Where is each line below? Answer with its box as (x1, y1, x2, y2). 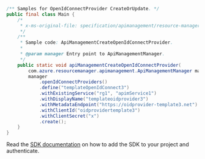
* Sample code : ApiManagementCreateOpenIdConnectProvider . (20, 39, 173, 46)
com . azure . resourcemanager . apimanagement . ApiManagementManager (28, 67, 192, 74)
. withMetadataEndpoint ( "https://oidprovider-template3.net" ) (38, 101, 198, 107)
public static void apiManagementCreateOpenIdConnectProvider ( (17, 62, 182, 68)
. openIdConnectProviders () (38, 79, 108, 85)
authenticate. (6, 147, 40, 155)
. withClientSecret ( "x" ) (38, 113, 99, 119)
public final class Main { (6, 11, 75, 18)
